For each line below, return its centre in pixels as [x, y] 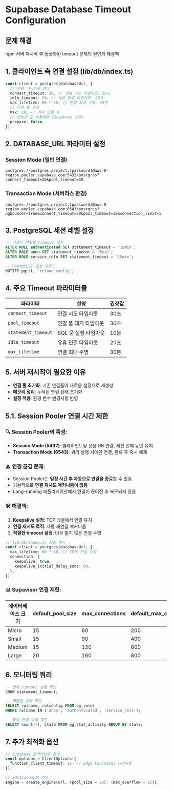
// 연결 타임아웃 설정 [30, 88]
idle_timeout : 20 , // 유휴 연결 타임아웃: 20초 [57, 98]
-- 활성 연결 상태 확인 [26, 720]
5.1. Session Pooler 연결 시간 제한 [57, 416]
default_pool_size [55, 613]
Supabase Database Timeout [68, 9]
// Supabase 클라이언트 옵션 [33, 754]
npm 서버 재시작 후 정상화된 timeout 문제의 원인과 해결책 [62, 54]
